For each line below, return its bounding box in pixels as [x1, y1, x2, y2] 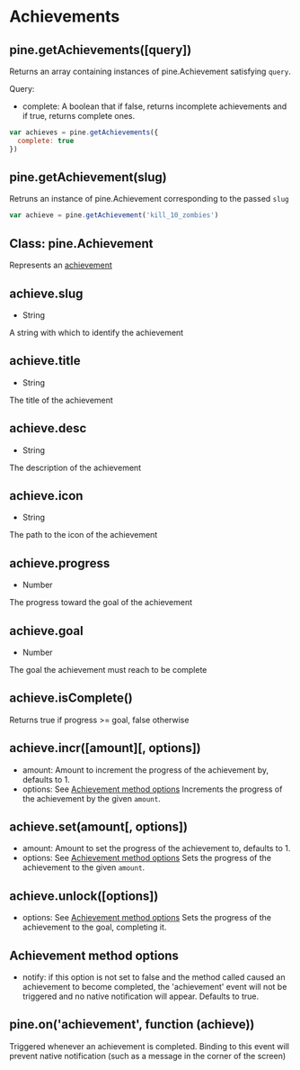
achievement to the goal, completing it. [22, 921, 167, 933]
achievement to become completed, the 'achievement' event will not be [22, 982, 287, 993]
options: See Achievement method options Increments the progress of [22, 784, 283, 794]
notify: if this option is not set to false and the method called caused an [22, 972, 286, 983]
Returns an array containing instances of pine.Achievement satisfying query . [9, 66, 292, 77]
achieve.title [9, 353, 81, 368]
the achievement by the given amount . [22, 793, 162, 803]
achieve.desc [9, 421, 87, 436]
